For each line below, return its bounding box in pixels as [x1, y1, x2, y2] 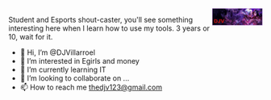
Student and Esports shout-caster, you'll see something [8, 15, 194, 24]
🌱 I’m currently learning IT [19, 65, 106, 74]
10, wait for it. [8, 32, 53, 41]
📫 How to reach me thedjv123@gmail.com [19, 82, 163, 92]
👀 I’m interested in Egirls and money [19, 56, 140, 65]
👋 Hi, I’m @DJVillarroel [19, 48, 95, 57]
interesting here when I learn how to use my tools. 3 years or [8, 23, 211, 33]
